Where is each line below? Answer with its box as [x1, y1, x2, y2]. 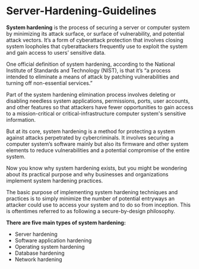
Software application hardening [14, 236, 92, 244]
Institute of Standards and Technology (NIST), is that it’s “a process [6, 67, 171, 74]
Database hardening [14, 249, 65, 257]
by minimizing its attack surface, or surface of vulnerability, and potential [6, 30, 185, 37]
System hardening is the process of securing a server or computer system [6, 24, 190, 31]
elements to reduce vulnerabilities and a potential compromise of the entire [6, 147, 190, 154]
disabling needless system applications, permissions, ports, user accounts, [6, 97, 190, 105]
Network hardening [14, 255, 62, 262]
